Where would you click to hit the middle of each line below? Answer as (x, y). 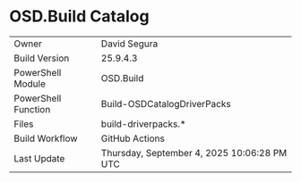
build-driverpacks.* (143, 124)
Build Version (42, 58)
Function (32, 109)
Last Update (39, 158)
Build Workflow (46, 138)
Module (30, 84)
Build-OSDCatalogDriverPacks (166, 103)
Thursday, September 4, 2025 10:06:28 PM (194, 153)
